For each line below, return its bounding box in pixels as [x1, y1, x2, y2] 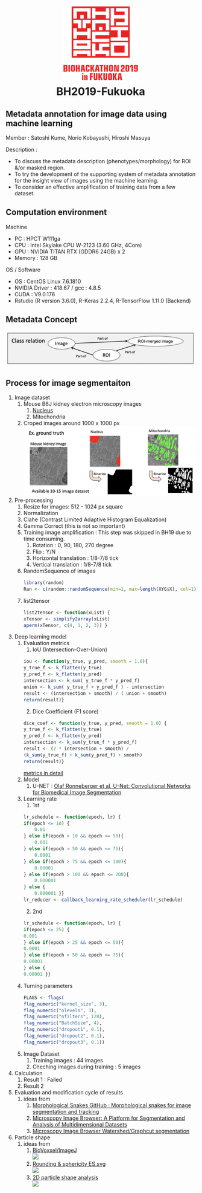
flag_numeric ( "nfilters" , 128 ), [23, 1013, 105, 1020]
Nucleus [32, 406, 54, 414]
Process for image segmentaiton [5, 378, 131, 388]
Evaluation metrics [23, 640, 70, 647]
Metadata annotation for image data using [5, 109, 167, 119]
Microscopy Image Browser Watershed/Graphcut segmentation [32, 1127, 190, 1134]
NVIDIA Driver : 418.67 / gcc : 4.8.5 [14, 284, 101, 291]
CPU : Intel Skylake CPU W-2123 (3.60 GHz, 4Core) [14, 241, 142, 249]
